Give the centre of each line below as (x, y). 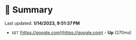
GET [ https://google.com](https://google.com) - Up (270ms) (72, 32)
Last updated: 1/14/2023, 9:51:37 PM (42, 23)
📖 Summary (29, 10)
